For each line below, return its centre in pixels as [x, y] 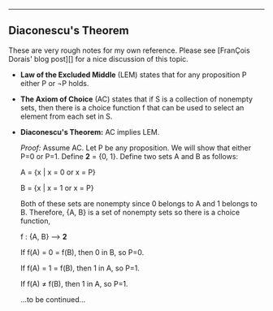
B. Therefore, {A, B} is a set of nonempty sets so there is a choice [130, 212]
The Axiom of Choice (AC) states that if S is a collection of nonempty [136, 99]
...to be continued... [53, 299]
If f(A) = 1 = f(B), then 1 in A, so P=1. [80, 268]
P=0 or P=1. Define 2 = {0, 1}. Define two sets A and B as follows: [129, 156]
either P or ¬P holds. [54, 83]
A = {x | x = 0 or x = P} [58, 172]
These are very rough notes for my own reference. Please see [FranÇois [129, 50]
